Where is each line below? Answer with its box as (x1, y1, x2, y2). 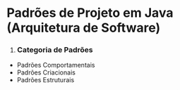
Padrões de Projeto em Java (6, 5, 174, 21)
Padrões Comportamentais (16, 61, 95, 70)
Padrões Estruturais (16, 76, 75, 84)
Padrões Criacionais (16, 68, 76, 77)
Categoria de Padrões (16, 45, 93, 55)
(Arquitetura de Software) (6, 20, 161, 36)
